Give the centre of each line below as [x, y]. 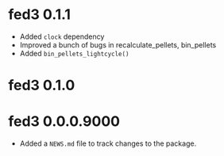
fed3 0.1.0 [42, 86]
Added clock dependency [62, 36]
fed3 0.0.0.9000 [64, 122]
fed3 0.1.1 [40, 15]
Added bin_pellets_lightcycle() [74, 53]
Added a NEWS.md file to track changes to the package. [108, 143]
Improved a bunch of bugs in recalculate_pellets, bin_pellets [118, 44]
